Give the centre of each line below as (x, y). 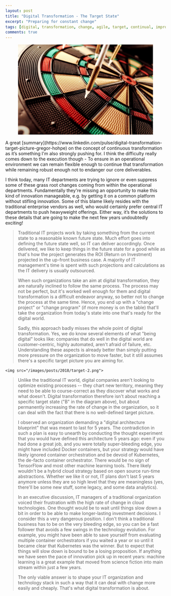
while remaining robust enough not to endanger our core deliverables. (79, 169)
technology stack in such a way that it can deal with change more (87, 582)
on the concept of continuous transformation (115, 148)
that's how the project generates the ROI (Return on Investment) (85, 254)
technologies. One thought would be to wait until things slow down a (89, 508)
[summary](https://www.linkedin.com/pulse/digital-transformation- (92, 143)
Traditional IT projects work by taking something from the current (86, 233)
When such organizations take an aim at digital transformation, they (89, 280)
